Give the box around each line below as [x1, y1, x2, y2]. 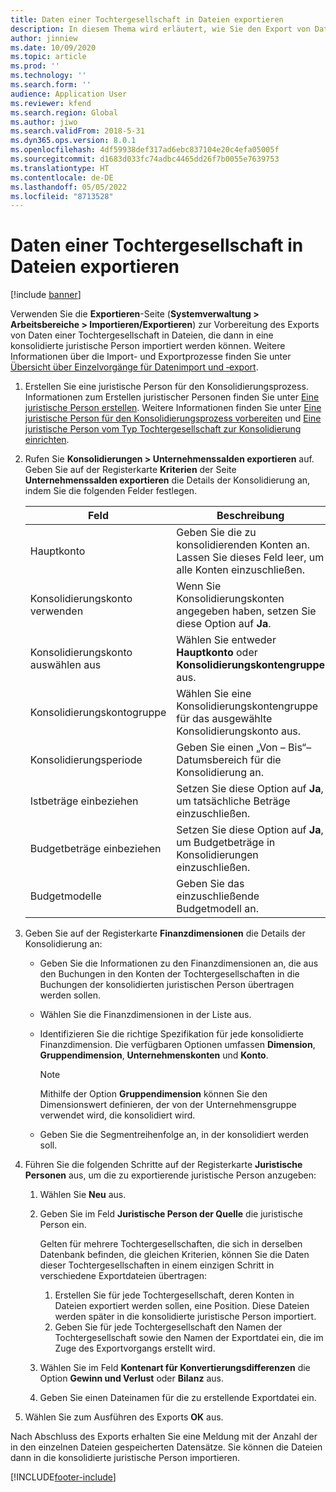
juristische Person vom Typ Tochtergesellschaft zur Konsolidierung [24, 423, 302, 435]
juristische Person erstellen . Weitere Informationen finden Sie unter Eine [24, 402, 322, 414]
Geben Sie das [176, 877, 245, 891]
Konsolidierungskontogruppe [29, 706, 167, 720]
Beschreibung [216, 509, 285, 523]
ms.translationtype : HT [10, 163, 110, 173]
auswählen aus [29, 658, 102, 672]
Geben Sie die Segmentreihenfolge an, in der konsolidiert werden [39, 1129, 310, 1141]
